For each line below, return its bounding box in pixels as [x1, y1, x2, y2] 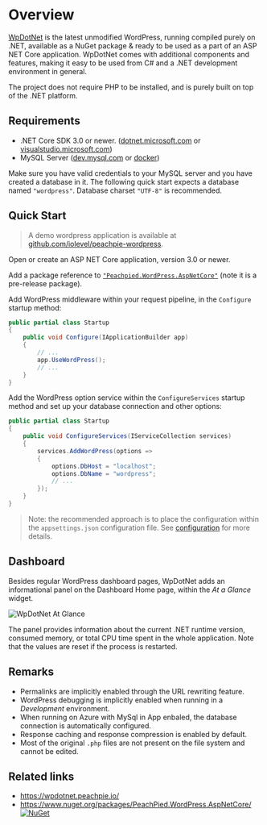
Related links [8, 769, 75, 783]
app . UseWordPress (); [37, 356, 106, 364]
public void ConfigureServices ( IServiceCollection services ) [23, 432, 232, 440]
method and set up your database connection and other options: [8, 402, 223, 411]
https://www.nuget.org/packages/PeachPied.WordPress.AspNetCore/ [19, 800, 252, 810]
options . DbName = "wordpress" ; [51, 469, 157, 477]
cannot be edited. [19, 746, 79, 756]
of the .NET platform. [8, 90, 78, 100]
